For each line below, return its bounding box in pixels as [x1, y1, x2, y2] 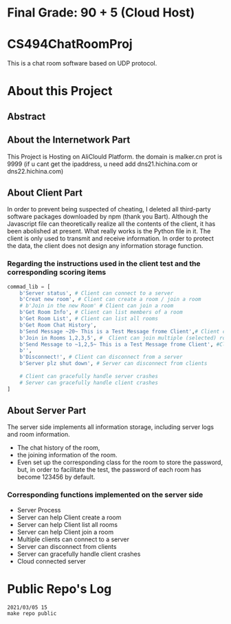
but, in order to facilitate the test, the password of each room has [16, 466, 201, 474]
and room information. [7, 430, 70, 439]
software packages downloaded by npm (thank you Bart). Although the [7, 212, 208, 221]
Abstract [7, 110, 46, 122]
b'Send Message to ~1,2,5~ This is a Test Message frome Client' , [19, 341, 214, 348]
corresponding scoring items [7, 267, 107, 277]
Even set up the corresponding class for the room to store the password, [16, 458, 223, 466]
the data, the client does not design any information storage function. [7, 242, 203, 250]
